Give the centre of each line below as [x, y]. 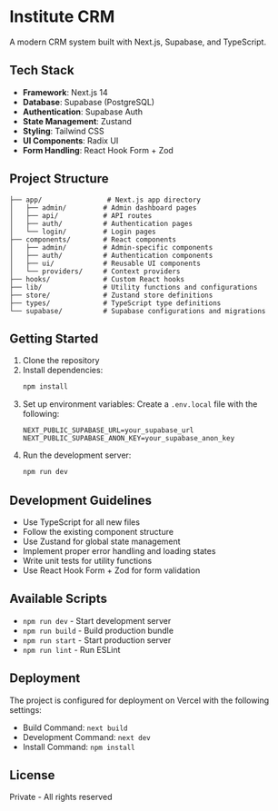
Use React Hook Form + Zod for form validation [111, 570]
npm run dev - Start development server [97, 620]
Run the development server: [77, 455]
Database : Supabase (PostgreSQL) [89, 102]
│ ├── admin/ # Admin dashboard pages [103, 208]
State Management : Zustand [77, 121]
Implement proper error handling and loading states [119, 550]
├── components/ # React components [93, 239]
